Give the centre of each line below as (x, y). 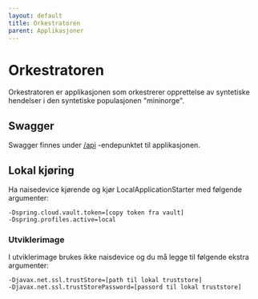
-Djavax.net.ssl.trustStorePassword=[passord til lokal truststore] (125, 287)
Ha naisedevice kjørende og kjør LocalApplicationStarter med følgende (125, 189)
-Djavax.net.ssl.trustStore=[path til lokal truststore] (105, 281)
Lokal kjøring (41, 170)
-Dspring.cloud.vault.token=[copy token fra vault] (96, 213)
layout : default (35, 16)
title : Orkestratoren (44, 23)
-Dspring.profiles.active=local (62, 219)
